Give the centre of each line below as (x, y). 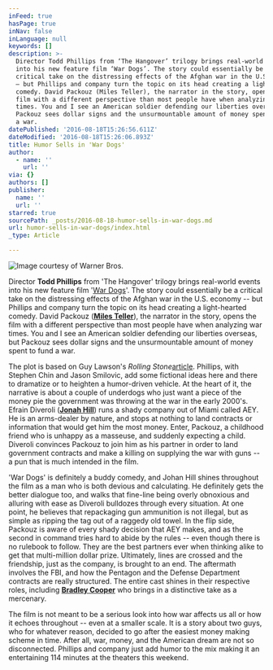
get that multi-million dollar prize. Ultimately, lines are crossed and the (126, 555)
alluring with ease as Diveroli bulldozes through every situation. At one (126, 503)
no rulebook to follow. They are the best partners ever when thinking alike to (136, 547)
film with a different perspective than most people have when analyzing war (135, 325)
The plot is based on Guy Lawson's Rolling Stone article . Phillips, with (124, 366)
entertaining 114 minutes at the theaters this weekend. (99, 657)
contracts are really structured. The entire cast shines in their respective (129, 581)
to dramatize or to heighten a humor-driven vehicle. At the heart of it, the (130, 384)
